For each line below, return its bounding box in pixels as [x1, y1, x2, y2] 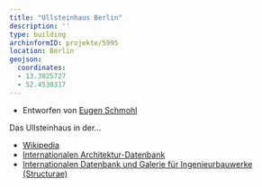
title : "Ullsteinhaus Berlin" [9, 13, 123, 22]
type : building [9, 30, 67, 39]
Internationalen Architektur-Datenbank [22, 149, 166, 160]
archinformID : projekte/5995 [9, 38, 119, 48]
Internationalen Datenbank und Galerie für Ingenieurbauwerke [22, 158, 253, 169]
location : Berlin [9, 47, 75, 56]
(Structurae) [22, 168, 68, 179]
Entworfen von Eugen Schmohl [22, 104, 138, 115]
